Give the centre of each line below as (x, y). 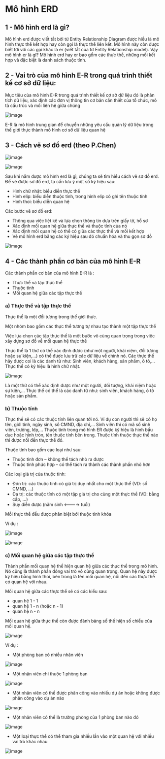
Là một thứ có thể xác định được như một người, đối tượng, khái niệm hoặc (81, 385)
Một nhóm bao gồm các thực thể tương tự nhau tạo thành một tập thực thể (81, 326)
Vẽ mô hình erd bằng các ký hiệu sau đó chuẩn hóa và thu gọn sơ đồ (82, 236)
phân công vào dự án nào (38, 698)
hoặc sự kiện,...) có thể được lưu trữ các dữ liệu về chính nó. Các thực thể (80, 356)
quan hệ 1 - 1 (25, 601)
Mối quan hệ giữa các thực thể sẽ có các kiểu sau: (56, 592)
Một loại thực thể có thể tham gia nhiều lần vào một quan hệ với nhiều (83, 736)
